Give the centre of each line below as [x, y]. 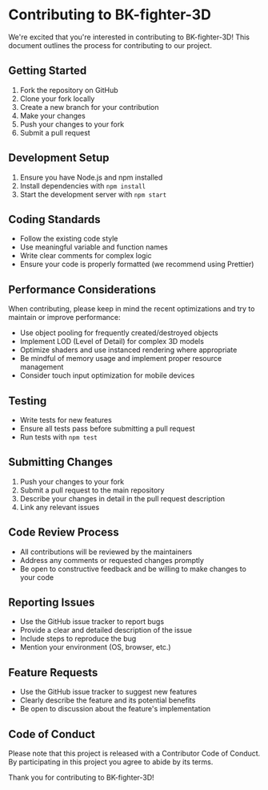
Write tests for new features [66, 420]
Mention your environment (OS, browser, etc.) [95, 647]
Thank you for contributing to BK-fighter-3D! [81, 778]
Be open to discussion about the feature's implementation [115, 709]
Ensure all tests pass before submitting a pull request [107, 428]
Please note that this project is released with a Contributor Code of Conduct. [134, 754]
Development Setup [59, 158]
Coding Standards [54, 219]
